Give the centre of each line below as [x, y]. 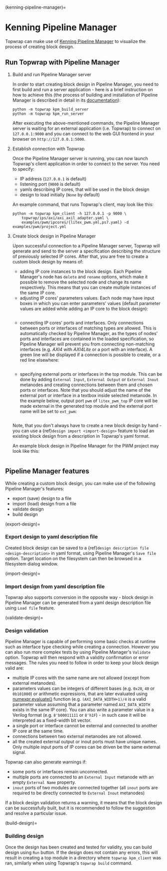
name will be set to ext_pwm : [48, 411]
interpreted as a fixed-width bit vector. [52, 720]
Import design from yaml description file [55, 587]
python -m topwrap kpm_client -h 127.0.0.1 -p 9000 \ [69, 213]
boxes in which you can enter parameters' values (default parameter [90, 303]
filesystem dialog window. [32, 563]
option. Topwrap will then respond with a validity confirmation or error [77, 658]
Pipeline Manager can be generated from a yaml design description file [78, 603]
